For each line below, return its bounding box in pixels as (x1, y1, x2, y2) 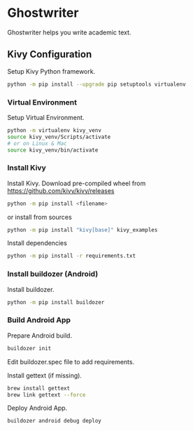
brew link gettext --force (7, 391, 86, 398)
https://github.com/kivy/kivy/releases (7, 186, 115, 194)
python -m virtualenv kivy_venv (7, 126, 101, 134)
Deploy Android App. (7, 404, 68, 412)
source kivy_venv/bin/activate (7, 146, 99, 154)
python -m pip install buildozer (7, 298, 105, 306)
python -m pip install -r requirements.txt (7, 253, 136, 260)
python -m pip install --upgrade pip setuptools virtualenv (7, 81, 187, 88)
